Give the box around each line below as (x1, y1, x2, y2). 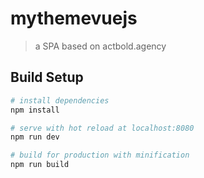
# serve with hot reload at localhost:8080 (10, 123, 195, 133)
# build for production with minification (10, 150, 190, 161)
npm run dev (10, 132, 60, 142)
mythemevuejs (10, 7, 138, 30)
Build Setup (10, 69, 84, 86)
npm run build (10, 160, 70, 170)
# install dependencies (10, 95, 110, 106)
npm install (10, 105, 60, 115)
